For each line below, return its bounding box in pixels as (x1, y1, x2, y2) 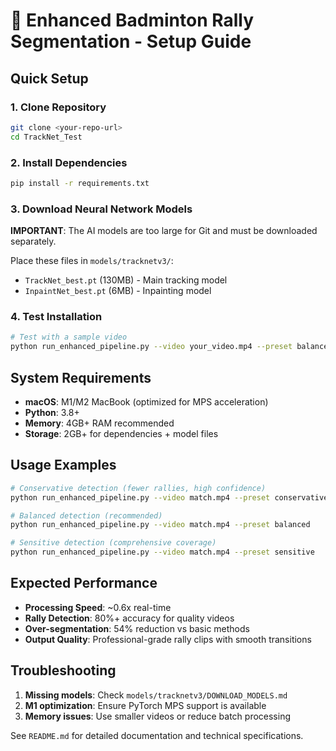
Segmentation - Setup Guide (10, 30, 252, 53)
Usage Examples (10, 457, 117, 474)
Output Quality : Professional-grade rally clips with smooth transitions (24, 633, 312, 645)
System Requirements (10, 369, 152, 386)
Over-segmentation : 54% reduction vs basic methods (24, 622, 250, 634)
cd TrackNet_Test (10, 132, 83, 142)
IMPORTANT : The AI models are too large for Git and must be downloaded (10, 225, 318, 237)
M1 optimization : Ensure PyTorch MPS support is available (24, 699, 267, 711)
